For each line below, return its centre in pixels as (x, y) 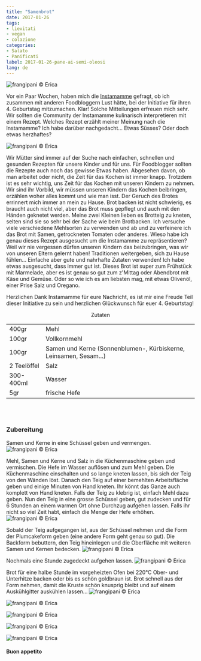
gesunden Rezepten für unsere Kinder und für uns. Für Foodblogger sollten (99, 164)
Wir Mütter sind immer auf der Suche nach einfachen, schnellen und (90, 158)
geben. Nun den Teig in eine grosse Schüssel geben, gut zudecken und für (99, 499)
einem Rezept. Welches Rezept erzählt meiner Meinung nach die (86, 122)
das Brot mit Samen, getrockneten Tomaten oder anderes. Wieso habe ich (97, 234)
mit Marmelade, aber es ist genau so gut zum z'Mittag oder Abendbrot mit (98, 273)
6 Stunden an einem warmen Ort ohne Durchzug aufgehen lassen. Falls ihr (98, 506)
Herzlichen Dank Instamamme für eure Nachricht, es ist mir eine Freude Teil (100, 297)
